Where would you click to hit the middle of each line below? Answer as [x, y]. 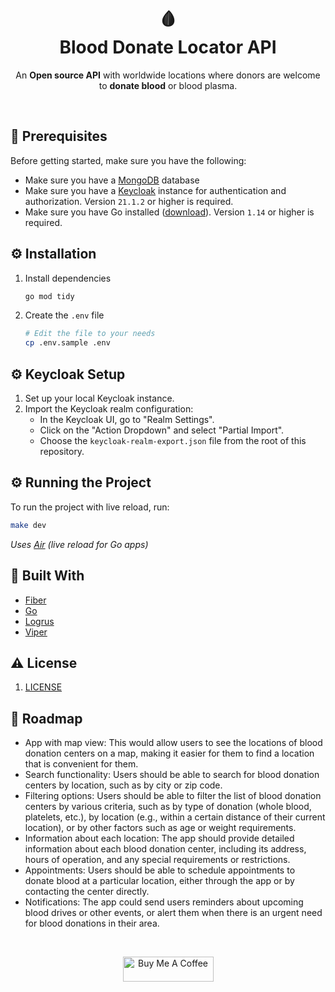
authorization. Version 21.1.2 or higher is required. [129, 201]
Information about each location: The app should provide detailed [159, 838]
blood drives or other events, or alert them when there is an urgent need [173, 913]
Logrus [39, 621]
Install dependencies [68, 278]
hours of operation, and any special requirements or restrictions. [157, 860]
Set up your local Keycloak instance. [99, 398]
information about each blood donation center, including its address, [165, 849]
